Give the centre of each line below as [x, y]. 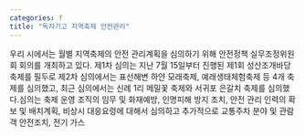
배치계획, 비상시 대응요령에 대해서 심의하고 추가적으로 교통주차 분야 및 [153, 111]
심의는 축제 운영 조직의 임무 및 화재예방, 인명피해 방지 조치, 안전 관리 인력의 [152, 99]
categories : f [37, 18]
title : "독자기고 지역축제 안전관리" [70, 26]
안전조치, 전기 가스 [52, 122]
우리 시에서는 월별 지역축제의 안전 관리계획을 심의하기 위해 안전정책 [129, 53]
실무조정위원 [272, 53]
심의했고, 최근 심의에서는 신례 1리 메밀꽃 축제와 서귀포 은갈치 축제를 [146, 88]
